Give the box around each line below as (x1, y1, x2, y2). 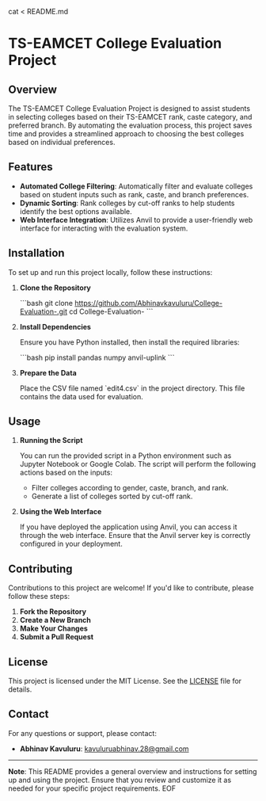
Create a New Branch (19, 616, 91, 625)
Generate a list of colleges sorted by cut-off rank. (31, 491, 193, 502)
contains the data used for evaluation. (19, 391, 144, 401)
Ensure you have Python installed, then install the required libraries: (19, 337, 240, 347)
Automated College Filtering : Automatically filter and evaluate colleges (19, 181, 253, 191)
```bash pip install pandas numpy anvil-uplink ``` (19, 353, 175, 362)
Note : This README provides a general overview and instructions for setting (8, 766, 257, 776)
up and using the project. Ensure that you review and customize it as (8, 775, 232, 784)
